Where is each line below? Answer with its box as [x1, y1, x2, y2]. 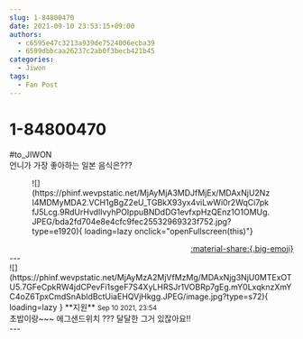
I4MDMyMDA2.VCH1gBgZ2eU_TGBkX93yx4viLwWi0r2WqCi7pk [32, 197, 269, 207]
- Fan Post [17, 80, 59, 89]
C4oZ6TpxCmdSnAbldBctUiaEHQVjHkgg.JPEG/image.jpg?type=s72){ [9, 290, 269, 302]
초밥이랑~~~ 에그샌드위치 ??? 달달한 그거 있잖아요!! [9, 313, 191, 324]
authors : [9, 30, 42, 39]
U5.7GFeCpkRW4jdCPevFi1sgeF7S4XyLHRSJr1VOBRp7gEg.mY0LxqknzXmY [9, 281, 292, 292]
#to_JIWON [9, 149, 52, 160]
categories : [9, 55, 54, 64]
